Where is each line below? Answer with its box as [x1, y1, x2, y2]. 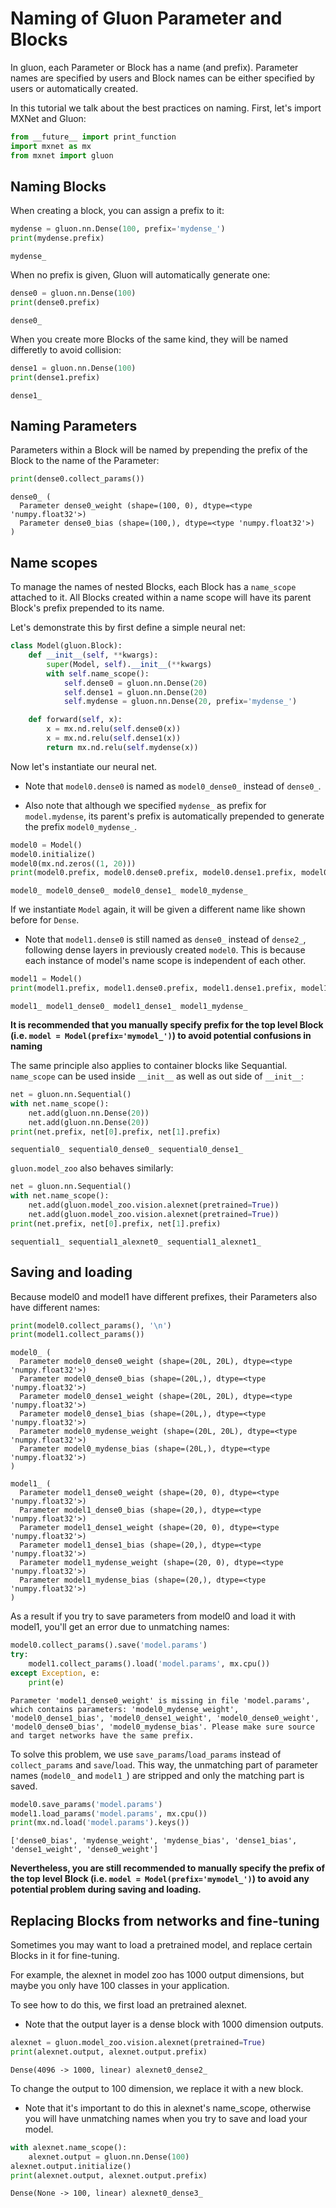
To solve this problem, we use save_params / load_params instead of [10, 1748, 282, 1760]
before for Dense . [10, 914, 80, 926]
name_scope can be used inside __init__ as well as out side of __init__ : [10, 1070, 305, 1082]
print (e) [28, 1677, 65, 1687]
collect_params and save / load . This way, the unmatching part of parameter [10, 1758, 319, 1771]
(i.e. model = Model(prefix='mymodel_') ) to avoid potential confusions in [10, 1030, 312, 1041]
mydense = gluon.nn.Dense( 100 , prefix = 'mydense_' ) [10, 224, 226, 234]
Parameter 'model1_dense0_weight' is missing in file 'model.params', [10, 1695, 311, 1706]
